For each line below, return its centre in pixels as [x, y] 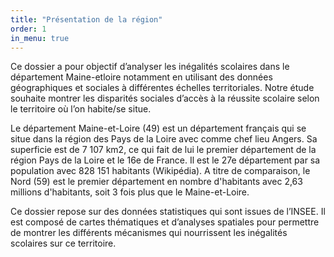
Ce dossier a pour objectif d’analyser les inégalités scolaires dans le [150, 67]
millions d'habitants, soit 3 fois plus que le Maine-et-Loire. [130, 192]
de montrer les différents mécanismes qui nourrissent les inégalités [149, 233]
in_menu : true [40, 38]
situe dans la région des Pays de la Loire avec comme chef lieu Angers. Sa [164, 139]
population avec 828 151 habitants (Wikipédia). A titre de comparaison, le [160, 171]
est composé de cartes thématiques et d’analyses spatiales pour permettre [165, 222]
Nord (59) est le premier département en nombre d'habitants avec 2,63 [156, 182]
